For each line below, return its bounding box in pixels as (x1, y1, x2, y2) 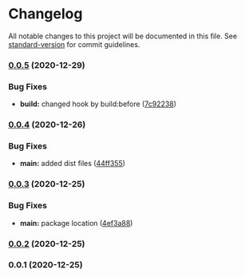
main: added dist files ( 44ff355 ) (19, 159, 126, 168)
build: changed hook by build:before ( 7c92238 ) (19, 99, 177, 109)
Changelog (8, 5, 83, 23)
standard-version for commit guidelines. (8, 39, 140, 49)
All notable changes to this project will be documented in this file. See (8, 31, 238, 41)
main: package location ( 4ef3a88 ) (19, 218, 133, 228)
